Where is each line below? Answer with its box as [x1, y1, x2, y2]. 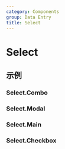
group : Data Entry [6, 14, 51, 20]
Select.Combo [6, 88, 48, 97]
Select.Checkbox [6, 136, 57, 144]
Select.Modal [6, 104, 45, 113]
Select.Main [6, 120, 42, 128]
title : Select [6, 20, 41, 26]
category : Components [6, 8, 60, 15]
